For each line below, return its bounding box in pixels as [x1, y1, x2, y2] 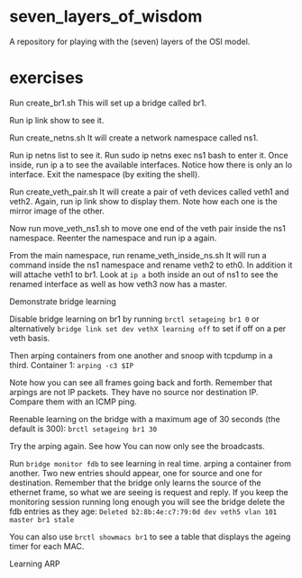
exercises [9, 68, 84, 88]
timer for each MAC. [9, 540, 85, 551]
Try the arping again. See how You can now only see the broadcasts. [9, 440, 266, 451]
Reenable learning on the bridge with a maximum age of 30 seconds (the [9, 413, 281, 424]
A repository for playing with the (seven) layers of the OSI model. [9, 36, 251, 47]
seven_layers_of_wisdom [9, 6, 203, 27]
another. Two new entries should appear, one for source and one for [9, 467, 263, 478]
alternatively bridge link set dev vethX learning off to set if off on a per [9, 322, 287, 334]
